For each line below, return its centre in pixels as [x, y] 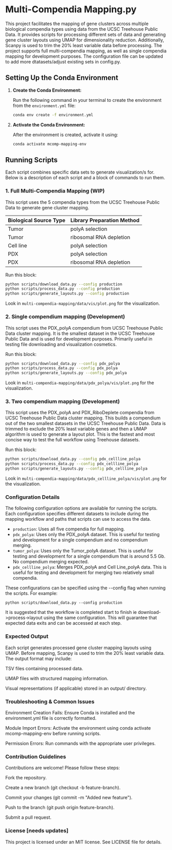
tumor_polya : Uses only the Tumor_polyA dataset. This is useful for [83, 551]
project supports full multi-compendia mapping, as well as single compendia [86, 51]
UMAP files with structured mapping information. [57, 678]
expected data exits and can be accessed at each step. [63, 623]
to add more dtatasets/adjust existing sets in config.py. [63, 61]
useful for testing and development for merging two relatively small [83, 572]
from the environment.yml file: [44, 105]
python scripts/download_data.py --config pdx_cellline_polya [73, 459]
